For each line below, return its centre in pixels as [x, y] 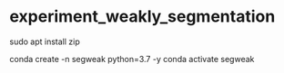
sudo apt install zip [45, 41]
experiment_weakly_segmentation [142, 17]
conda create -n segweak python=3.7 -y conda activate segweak [132, 59]
